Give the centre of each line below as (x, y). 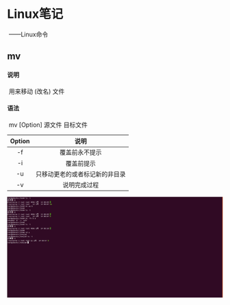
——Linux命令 (28, 34)
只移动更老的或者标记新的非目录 (80, 174)
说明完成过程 (81, 185)
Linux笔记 (35, 14)
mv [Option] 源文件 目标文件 (48, 125)
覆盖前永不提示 (80, 152)
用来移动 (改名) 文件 (37, 91)
